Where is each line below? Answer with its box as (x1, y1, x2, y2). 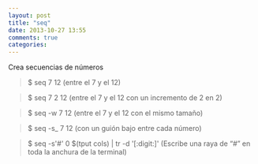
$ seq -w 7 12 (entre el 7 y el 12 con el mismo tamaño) (27, 108, 204, 118)
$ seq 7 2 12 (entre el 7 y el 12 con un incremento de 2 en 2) (27, 93, 222, 102)
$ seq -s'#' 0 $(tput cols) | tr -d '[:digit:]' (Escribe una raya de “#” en (27, 139, 251, 148)
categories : (8, 41, 47, 49)
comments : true (8, 33, 58, 42)
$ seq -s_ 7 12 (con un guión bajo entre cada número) (27, 124, 203, 133)
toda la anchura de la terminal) (27, 147, 128, 157)
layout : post (8, 11, 51, 20)
